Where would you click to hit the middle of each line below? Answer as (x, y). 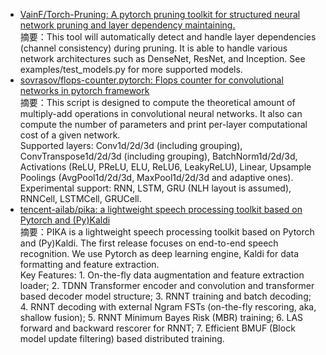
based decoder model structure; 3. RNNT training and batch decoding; (165, 296)
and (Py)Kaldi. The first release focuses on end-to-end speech (149, 243)
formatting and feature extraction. (89, 264)
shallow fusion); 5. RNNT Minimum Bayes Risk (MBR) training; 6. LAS (161, 317)
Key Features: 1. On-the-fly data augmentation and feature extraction (162, 275)
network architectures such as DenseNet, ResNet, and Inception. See (162, 58)
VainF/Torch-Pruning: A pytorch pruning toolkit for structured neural (160, 14)
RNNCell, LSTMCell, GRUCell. (80, 198)
